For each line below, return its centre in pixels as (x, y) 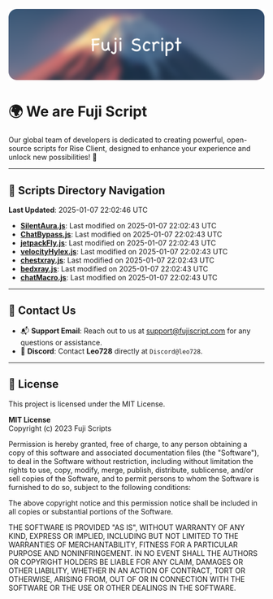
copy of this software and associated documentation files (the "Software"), (134, 453)
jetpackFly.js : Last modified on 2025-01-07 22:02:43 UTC (118, 243)
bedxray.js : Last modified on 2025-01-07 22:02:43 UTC (114, 269)
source (20, 149)
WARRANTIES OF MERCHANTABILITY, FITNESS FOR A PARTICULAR (123, 545)
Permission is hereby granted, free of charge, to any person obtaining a (128, 444)
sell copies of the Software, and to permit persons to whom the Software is (134, 478)
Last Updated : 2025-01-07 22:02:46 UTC (78, 210)
